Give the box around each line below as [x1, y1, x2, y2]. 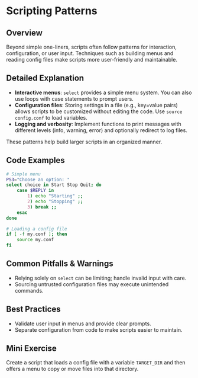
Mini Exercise [6, 344, 57, 354]
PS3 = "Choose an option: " [6, 177, 70, 182]
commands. [14, 287, 44, 294]
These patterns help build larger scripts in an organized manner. [6, 138, 163, 145]
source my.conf [17, 237, 54, 243]
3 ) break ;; [27, 204, 57, 210]
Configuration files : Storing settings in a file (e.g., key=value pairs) [14, 101, 178, 108]
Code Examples [6, 155, 65, 165]
